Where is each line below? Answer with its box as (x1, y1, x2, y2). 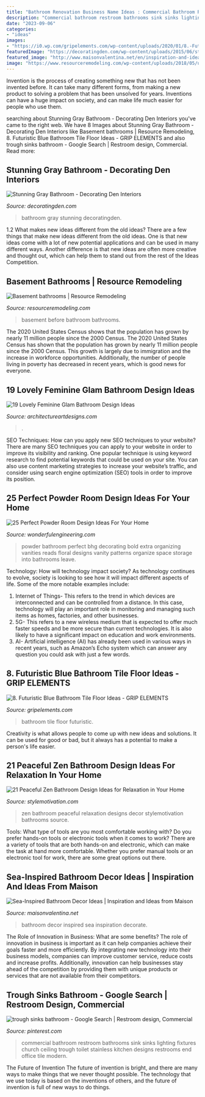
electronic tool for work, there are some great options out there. (6, 854, 167, 862)
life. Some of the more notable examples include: (6, 580, 130, 587)
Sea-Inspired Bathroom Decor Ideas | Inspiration (6, 871, 194, 882)
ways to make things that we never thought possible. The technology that (6, 1071, 191, 1077)
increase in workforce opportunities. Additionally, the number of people (6, 354, 186, 361)
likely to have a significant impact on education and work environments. (15, 631, 196, 639)
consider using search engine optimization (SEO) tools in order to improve (6, 469, 192, 476)
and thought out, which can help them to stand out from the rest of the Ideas (6, 252, 199, 260)
